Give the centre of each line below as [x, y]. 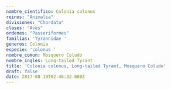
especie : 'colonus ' [31, 50]
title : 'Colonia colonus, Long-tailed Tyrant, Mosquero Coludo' [86, 66]
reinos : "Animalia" [30, 17]
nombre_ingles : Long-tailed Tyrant [49, 60]
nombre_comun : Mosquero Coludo [44, 55]
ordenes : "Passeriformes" [37, 33]
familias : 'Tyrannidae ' [36, 39]
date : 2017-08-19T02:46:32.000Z [45, 77]
